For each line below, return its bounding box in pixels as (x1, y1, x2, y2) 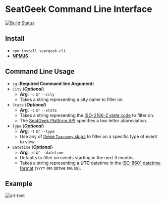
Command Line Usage (5, 67, 75, 76)
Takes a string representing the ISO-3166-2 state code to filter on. (19, 112, 155, 118)
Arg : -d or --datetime (19, 149, 63, 155)
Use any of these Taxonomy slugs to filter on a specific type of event (19, 133, 158, 139)
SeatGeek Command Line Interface (5, 3, 153, 15)
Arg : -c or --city (19, 91, 55, 97)
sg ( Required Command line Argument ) (12, 81, 94, 87)
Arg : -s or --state (19, 107, 57, 113)
